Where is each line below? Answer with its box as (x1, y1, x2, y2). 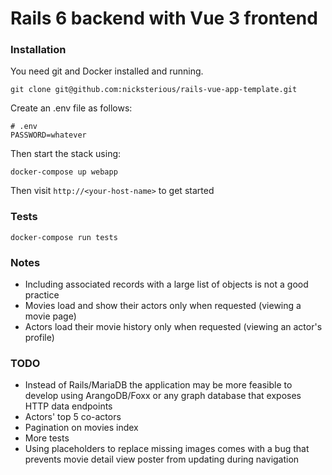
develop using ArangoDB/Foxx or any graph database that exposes (24, 390, 302, 402)
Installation (10, 43, 67, 57)
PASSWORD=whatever (10, 130, 87, 141)
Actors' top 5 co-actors (24, 411, 122, 423)
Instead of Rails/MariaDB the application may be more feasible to (24, 379, 293, 391)
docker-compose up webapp (10, 167, 118, 177)
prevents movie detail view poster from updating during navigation (24, 453, 300, 466)
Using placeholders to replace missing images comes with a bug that (24, 443, 310, 455)
